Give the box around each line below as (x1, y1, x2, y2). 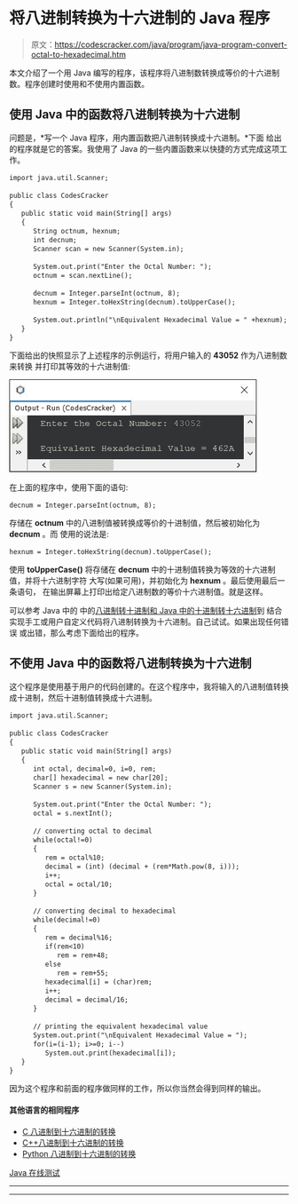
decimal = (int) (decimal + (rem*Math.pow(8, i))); (44, 862, 240, 871)
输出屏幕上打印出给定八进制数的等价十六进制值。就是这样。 (50, 586, 268, 597)
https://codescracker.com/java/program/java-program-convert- (54, 39, 288, 50)
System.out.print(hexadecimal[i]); (44, 1049, 176, 1057)
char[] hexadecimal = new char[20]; (32, 773, 169, 782)
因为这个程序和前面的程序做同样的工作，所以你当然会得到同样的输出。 (9, 1082, 266, 1093)
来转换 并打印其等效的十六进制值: (9, 360, 130, 371)
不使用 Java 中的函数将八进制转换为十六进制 (9, 656, 252, 671)
